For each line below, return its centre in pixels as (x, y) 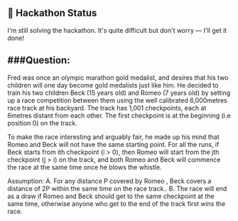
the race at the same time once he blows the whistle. (85, 167)
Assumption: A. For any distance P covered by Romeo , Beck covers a (109, 181)
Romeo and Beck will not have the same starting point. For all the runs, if (113, 144)
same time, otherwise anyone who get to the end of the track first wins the (117, 203)
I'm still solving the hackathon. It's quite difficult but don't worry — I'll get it (117, 30)
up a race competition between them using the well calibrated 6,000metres (117, 100)
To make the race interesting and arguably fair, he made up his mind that (114, 137)
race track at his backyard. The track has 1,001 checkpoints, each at (107, 108)
